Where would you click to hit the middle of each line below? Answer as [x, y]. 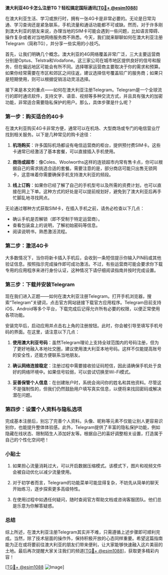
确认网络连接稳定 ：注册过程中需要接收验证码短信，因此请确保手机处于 [85, 365]
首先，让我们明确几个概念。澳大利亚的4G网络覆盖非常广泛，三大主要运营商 [83, 54]
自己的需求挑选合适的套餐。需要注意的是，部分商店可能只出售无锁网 [87, 168]
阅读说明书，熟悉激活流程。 [41, 232]
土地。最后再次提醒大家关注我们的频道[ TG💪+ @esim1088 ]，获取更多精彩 [80, 550]
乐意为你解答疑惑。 [36, 506]
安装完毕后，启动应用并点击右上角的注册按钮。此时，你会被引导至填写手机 [82, 325]
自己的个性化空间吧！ [27, 440]
